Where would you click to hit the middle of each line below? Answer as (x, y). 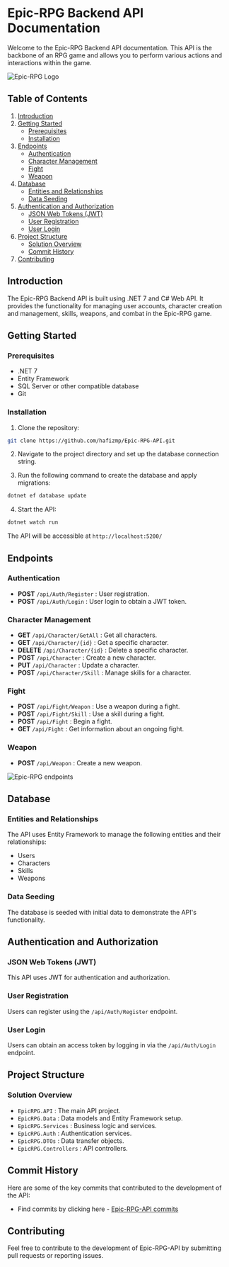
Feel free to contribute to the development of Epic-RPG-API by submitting (114, 1248)
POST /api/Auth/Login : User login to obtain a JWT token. (102, 601)
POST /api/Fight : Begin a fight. (65, 721)
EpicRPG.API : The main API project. (69, 1110)
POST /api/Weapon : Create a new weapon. (80, 762)
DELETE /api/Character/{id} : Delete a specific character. (103, 651)
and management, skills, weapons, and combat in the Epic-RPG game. (110, 313)
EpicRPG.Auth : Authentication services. (75, 1133)
